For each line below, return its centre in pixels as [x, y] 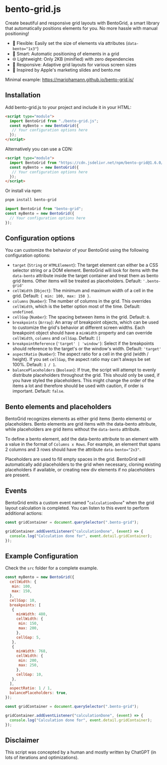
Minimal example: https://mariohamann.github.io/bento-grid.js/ [70, 79]
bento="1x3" [25, 49]
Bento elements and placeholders [58, 407]
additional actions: [24, 513]
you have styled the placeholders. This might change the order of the [83, 381]
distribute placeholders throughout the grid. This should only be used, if [86, 375]
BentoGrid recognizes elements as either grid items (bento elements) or [79, 419]
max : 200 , [28, 628]
